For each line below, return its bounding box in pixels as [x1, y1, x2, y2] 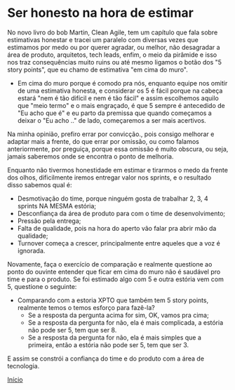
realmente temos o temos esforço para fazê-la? [17, 303, 156, 311]
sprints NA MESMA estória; [17, 201, 97, 210]
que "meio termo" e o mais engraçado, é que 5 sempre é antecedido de [17, 101, 226, 109]
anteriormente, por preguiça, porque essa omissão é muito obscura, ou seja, [7, 144, 229, 153]
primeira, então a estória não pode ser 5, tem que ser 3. [27, 340, 189, 349]
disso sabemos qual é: [7, 180, 72, 189]
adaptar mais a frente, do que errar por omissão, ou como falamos [7, 137, 200, 145]
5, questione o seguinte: [7, 282, 77, 290]
